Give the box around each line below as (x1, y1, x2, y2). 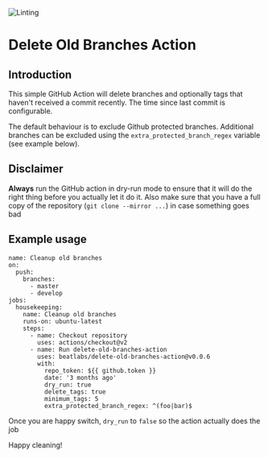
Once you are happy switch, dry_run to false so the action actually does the (8, 415, 261, 426)
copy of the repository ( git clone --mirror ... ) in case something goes (8, 200, 249, 210)
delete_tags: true (43, 387, 106, 396)
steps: (23, 324, 45, 332)
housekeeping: (15, 303, 63, 312)
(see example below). (8, 139, 80, 148)
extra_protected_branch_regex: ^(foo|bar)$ (43, 402, 193, 410)
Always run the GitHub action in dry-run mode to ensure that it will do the (8, 184, 253, 193)
